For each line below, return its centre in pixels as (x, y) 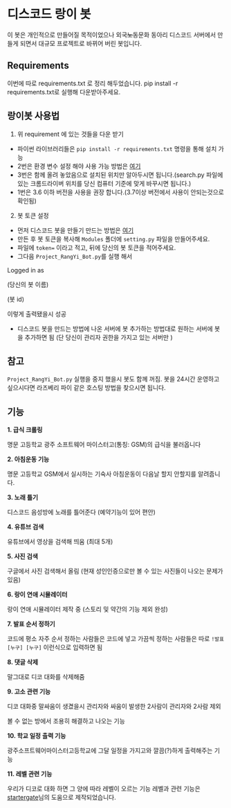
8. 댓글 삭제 (23, 662)
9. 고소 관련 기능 (29, 691)
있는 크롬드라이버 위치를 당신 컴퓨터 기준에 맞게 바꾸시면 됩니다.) (104, 183)
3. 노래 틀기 (23, 497)
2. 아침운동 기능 (28, 459)
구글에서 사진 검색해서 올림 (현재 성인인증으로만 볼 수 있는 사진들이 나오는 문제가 (115, 571)
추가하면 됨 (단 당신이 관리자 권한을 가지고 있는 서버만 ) (99, 337)
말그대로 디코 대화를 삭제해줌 (46, 677)
